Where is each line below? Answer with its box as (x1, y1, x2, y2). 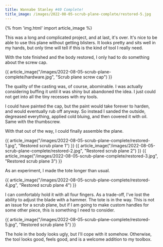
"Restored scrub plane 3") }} (5, 158, 62, 164)
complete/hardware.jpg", (5, 74, 55, 80)
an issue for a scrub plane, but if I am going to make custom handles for (5, 202, 149, 208)
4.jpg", (5, 182, 18, 188)
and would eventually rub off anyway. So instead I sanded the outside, (5, 108, 146, 114)
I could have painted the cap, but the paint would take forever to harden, (5, 103, 150, 109)
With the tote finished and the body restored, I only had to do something (5, 54, 150, 60)
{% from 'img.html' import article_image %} (5, 25, 92, 31)
